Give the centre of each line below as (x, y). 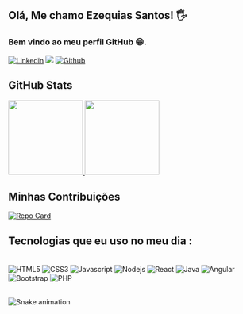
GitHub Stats (40, 85)
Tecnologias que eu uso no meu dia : (100, 241)
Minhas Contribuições (64, 196)
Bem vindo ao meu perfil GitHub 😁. (77, 42)
